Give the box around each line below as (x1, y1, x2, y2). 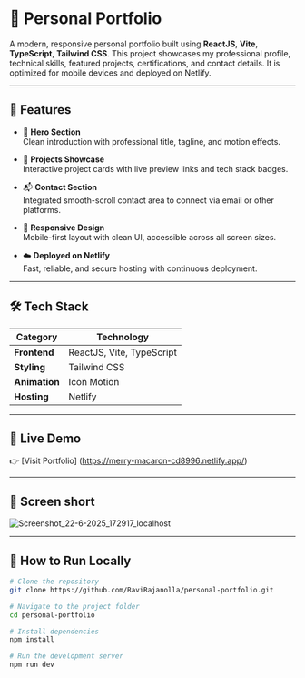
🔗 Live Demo (9, 430, 82, 446)
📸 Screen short (9, 493, 95, 509)
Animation (14, 375, 61, 388)
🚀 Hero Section (22, 126, 81, 137)
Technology (96, 330, 150, 343)
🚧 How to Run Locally (9, 552, 132, 568)
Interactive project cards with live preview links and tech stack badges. (22, 163, 289, 174)
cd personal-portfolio (9, 610, 95, 620)
